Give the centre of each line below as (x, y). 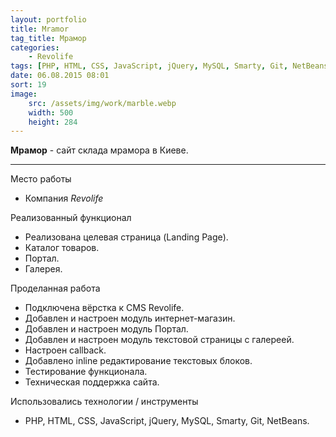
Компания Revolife (64, 198)
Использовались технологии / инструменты (104, 402)
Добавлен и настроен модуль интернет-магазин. (130, 318)
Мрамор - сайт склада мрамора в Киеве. (99, 150)
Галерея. (43, 269)
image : (24, 94)
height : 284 (53, 122)
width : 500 (51, 112)
